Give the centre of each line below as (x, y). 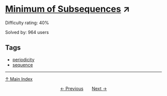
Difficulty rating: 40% (27, 23)
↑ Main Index (19, 79)
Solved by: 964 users (27, 32)
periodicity (23, 60)
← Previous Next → (83, 88)
